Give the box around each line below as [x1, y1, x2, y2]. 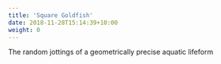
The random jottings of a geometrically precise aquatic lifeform [8, 48, 214, 57]
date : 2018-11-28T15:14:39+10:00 [8, 19, 118, 27]
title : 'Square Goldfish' [8, 11, 93, 20]
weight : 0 [8, 26, 41, 34]
